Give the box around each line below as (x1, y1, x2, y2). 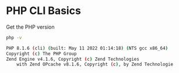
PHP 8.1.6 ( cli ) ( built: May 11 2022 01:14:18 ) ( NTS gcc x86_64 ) (6, 45, 168, 51)
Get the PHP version (6, 23, 55, 30)
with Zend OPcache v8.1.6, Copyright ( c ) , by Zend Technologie (16, 61, 174, 68)
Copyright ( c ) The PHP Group (6, 51, 77, 57)
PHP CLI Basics (6, 4, 82, 18)
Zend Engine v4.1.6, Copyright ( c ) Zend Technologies (6, 56, 140, 62)
